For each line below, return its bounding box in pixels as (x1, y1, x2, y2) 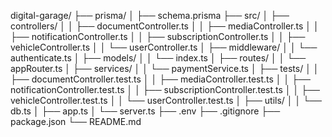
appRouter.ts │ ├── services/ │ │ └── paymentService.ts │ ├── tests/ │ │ (10, 63, 320, 74)
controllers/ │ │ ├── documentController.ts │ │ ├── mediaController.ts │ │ (10, 20, 320, 32)
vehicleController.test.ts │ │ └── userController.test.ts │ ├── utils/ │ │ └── (10, 95, 322, 106)
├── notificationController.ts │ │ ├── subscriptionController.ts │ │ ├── (10, 31, 306, 42)
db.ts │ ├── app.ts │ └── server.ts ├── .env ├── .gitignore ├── (10, 105, 281, 117)
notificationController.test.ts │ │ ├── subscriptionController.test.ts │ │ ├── (10, 84, 320, 95)
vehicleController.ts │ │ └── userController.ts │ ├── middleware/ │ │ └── (10, 41, 318, 53)
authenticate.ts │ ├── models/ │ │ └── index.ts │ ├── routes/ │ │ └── (10, 52, 307, 64)
